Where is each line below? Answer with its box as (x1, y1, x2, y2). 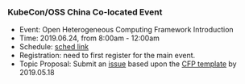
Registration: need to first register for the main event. (19, 51, 196, 61)
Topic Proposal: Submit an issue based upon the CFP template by (19, 59, 237, 69)
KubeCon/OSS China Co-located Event (7, 6, 163, 18)
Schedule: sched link (19, 42, 89, 52)
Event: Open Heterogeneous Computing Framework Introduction (19, 25, 235, 35)
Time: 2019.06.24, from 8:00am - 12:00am (19, 33, 160, 43)
